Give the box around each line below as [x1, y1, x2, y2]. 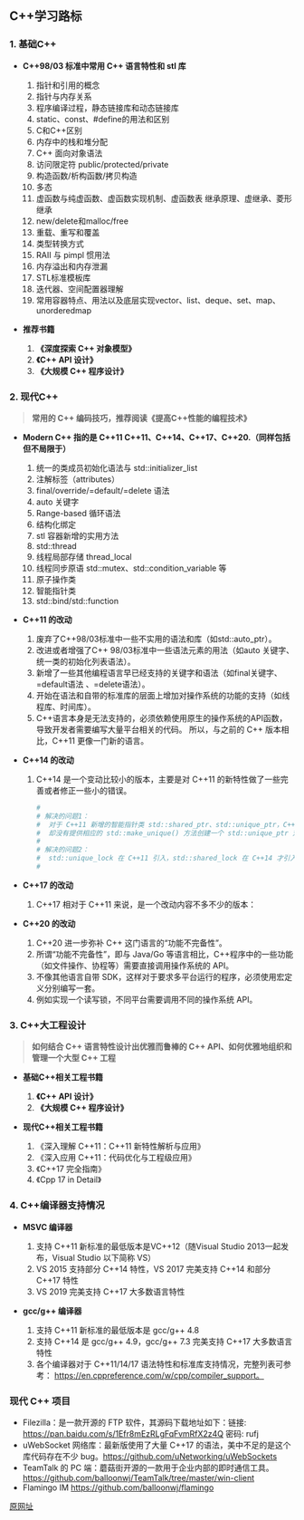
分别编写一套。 [43, 982, 100, 994]
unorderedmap [35, 304, 92, 315]
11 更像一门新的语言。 [68, 735, 149, 746]
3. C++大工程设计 [9, 1018, 87, 1031]
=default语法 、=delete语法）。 [35, 678, 150, 689]
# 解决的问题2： [35, 845, 90, 854]
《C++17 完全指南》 [35, 1163, 107, 1175]
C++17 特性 [35, 1275, 79, 1285]
